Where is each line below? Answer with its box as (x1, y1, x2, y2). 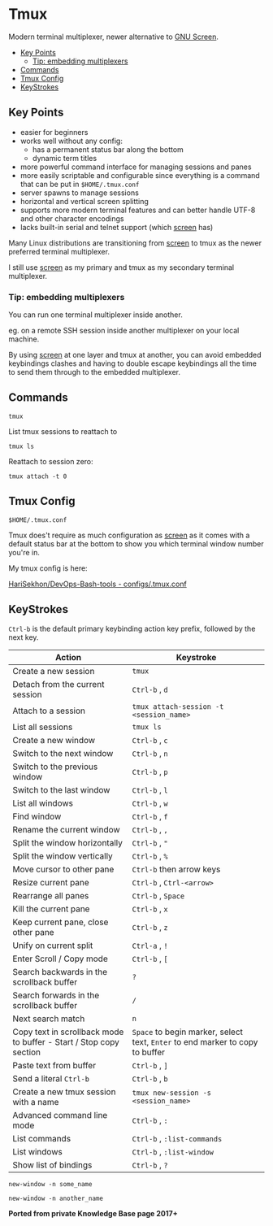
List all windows (12, 798, 73, 809)
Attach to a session (12, 705, 85, 716)
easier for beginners (19, 127, 89, 137)
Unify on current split (12, 940, 93, 951)
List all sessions (12, 721, 73, 733)
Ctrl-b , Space (132, 890, 185, 902)
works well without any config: (19, 136, 123, 146)
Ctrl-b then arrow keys (132, 863, 221, 875)
